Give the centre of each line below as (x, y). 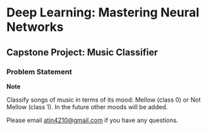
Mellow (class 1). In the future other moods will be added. (87, 106)
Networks (35, 27)
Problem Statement (39, 72)
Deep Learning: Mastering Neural (103, 13)
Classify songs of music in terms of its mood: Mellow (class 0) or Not (104, 100)
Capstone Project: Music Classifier (82, 52)
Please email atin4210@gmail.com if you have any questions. (92, 120)
